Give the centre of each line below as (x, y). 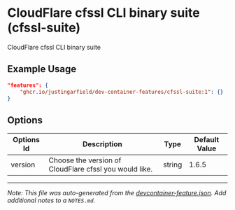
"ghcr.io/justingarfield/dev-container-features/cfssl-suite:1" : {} (122, 92)
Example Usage (42, 69)
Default (207, 140)
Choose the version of (85, 160)
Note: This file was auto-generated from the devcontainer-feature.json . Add (117, 193)
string (173, 164)
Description (102, 144)
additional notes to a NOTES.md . (51, 200)
